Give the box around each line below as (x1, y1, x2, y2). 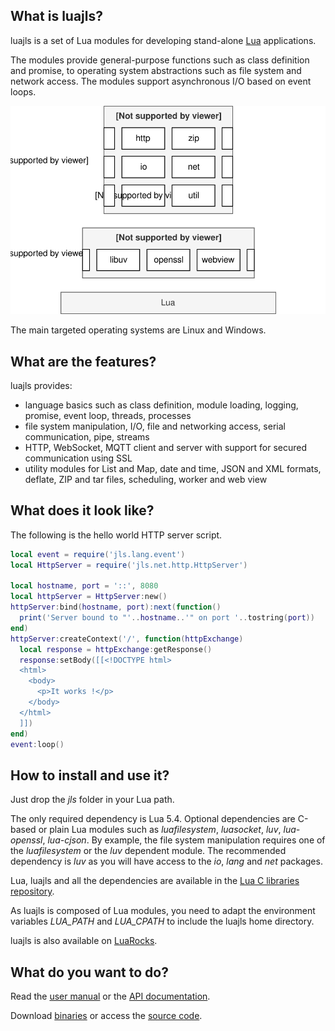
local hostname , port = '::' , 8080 (10, 581, 159, 591)
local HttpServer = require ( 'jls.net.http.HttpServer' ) (10, 560, 248, 570)
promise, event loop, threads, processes (24, 409, 192, 421)
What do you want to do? (10, 964, 169, 981)
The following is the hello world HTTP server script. (10, 529, 223, 541)
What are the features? (10, 353, 157, 370)
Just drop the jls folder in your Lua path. (10, 794, 175, 806)
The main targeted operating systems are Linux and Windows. (10, 324, 267, 336)
